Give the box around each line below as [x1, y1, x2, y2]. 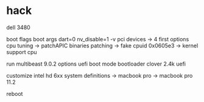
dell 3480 [6, 24, 30, 31]
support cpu [6, 48, 38, 55]
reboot [6, 90, 23, 97]
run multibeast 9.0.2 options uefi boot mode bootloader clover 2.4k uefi [6, 60, 186, 67]
